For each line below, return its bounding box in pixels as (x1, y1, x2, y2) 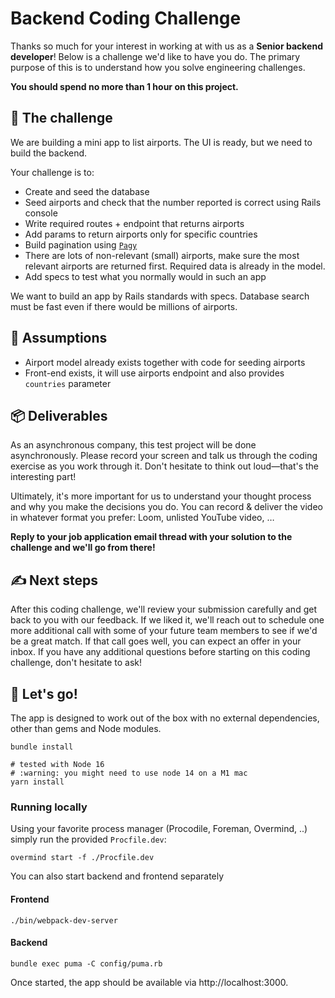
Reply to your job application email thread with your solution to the (10, 531, 293, 543)
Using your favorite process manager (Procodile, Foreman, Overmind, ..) (10, 823, 308, 835)
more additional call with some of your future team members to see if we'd (10, 625, 318, 637)
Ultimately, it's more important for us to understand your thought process (10, 490, 312, 502)
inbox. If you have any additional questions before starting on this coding (10, 646, 311, 658)
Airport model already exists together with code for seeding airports (24, 356, 306, 368)
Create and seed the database (24, 185, 150, 197)
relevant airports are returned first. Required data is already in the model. (24, 260, 326, 272)
